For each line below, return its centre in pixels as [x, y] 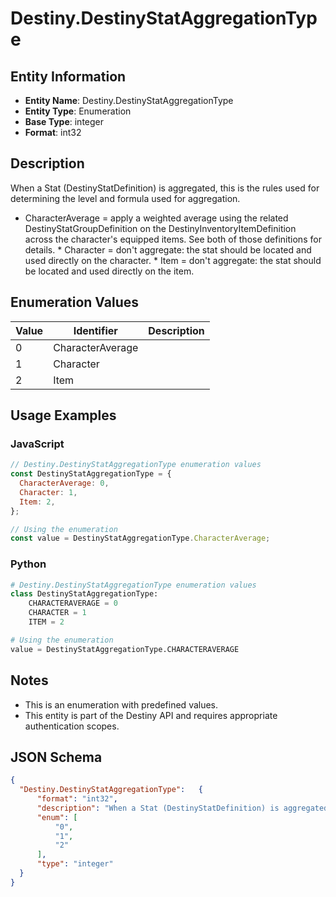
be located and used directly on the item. [109, 271]
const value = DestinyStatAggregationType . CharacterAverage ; [140, 538]
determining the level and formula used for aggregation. [125, 198]
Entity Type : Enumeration [78, 111]
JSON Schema [56, 757]
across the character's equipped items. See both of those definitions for [173, 239]
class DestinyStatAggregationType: [84, 594]
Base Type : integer [64, 121]
